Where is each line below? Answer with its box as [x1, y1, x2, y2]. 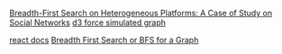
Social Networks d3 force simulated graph [9, 17, 167, 28]
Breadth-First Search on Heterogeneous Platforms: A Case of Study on [9, 8, 273, 18]
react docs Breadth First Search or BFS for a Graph [9, 35, 199, 45]
